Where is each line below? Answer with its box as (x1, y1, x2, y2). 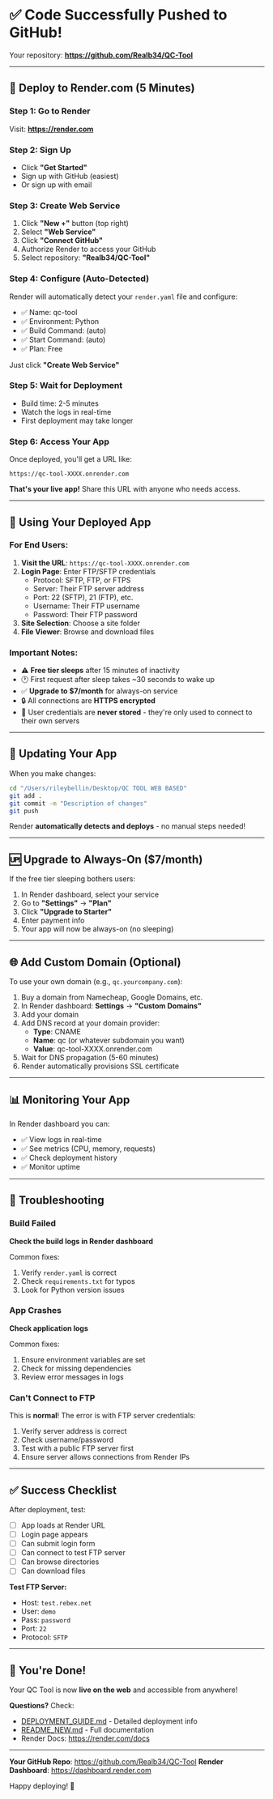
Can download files (20, 1566, 86, 1576)
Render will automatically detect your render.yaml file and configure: (9, 292, 238, 301)
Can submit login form (20, 1539, 96, 1549)
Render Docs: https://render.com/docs (20, 1733, 151, 1743)
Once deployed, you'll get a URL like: (9, 454, 133, 464)
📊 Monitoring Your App (9, 1093, 130, 1107)
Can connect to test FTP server (20, 1548, 126, 1558)
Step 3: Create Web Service (9, 200, 121, 211)
